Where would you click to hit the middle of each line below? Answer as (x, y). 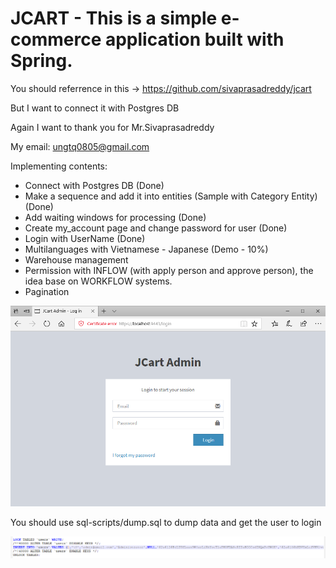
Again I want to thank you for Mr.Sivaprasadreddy (112, 127)
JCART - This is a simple (114, 18)
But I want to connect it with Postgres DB (95, 108)
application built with (194, 39)
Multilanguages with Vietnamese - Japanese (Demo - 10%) (146, 249)
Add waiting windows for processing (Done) (115, 217)
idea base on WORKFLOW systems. (98, 281)
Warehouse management (76, 259)
